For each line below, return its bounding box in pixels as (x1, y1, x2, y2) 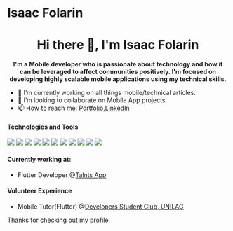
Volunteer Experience (7, 187, 72, 195)
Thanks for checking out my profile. (7, 216, 111, 224)
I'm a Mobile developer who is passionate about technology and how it (13, 60, 223, 69)
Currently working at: (7, 155, 72, 163)
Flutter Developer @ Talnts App (17, 170, 107, 179)
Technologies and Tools (7, 122, 79, 131)
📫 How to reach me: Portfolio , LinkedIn (17, 104, 130, 113)
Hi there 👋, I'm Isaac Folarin (36, 37, 199, 53)
